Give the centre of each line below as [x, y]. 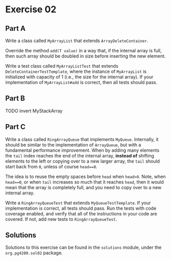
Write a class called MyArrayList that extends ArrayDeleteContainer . [77, 41]
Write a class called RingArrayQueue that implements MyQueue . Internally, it [82, 139]
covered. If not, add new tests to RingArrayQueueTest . [61, 219]
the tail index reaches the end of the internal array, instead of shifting [80, 155]
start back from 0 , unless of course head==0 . [51, 166]
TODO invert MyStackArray [34, 111]
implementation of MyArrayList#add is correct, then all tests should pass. [81, 82]
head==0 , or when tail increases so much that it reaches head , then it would [85, 182]
